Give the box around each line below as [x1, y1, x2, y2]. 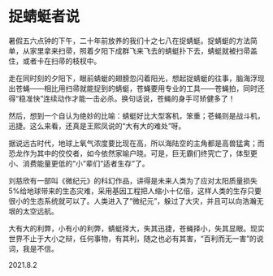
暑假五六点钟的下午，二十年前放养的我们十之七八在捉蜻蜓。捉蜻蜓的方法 [8, 36, 250, 45]
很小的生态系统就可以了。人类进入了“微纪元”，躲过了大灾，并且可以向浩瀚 [8, 196, 258, 205]
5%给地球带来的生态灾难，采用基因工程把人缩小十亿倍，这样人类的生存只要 [8, 186, 262, 196]
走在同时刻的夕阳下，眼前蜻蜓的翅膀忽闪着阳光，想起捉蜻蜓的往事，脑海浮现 [8, 73, 265, 83]
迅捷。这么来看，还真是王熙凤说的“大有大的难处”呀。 [8, 121, 186, 131]
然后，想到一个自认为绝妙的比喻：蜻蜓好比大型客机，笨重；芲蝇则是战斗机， [8, 110, 265, 120]
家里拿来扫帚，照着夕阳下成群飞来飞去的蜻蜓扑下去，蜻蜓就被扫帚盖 [29, 45, 258, 55]
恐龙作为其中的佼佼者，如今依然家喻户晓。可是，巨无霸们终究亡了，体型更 [8, 148, 258, 158]
